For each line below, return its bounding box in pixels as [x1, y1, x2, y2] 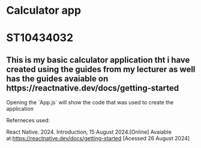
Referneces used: [6, 117, 50, 124]
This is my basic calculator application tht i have [6, 55, 190, 65]
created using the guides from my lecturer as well [6, 64, 196, 74]
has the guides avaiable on [6, 73, 109, 84]
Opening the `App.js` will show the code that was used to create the [6, 99, 174, 106]
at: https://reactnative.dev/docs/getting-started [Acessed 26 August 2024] [6, 135, 190, 142]
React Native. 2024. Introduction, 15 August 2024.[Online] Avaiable [6, 128, 172, 135]
